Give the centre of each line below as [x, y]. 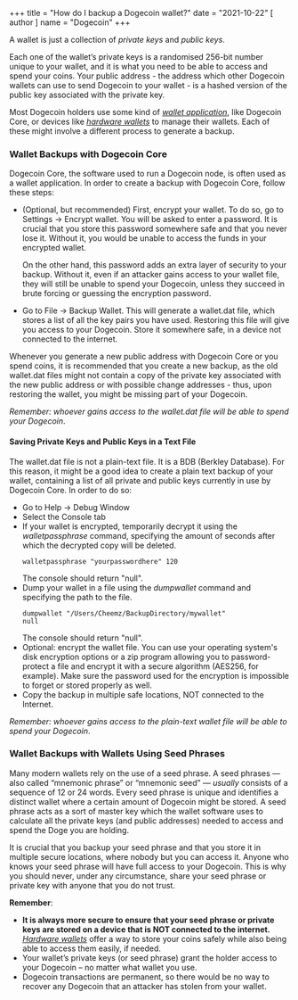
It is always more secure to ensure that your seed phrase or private [148, 920]
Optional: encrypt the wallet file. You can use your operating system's [150, 647]
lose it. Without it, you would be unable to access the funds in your [144, 238]
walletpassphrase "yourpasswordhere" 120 [100, 561]
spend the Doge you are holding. [69, 830]
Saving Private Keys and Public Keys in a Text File [103, 442]
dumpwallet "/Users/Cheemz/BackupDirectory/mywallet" [124, 613]
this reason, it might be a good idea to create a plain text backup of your [141, 471]
